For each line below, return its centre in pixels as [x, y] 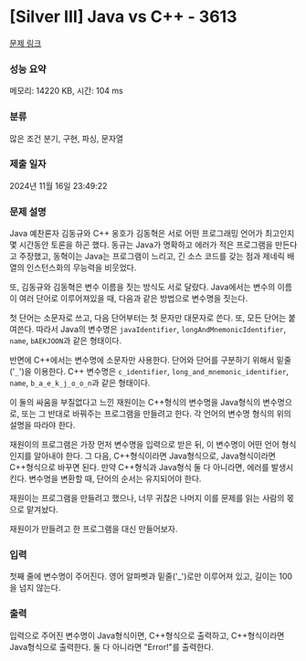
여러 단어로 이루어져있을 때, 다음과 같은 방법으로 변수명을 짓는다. [133, 299]
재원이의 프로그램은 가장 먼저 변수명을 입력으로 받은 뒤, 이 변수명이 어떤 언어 [145, 445]
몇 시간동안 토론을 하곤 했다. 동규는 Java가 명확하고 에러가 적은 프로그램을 [142, 245]
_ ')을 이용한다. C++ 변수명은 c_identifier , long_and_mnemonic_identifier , [152, 372]
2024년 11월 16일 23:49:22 [58, 185]
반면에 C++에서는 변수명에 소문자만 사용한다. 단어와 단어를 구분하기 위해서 [142, 360]
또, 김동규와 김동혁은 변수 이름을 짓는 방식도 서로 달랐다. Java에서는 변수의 [142, 287]
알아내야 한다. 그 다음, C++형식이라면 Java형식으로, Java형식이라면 [154, 456]
